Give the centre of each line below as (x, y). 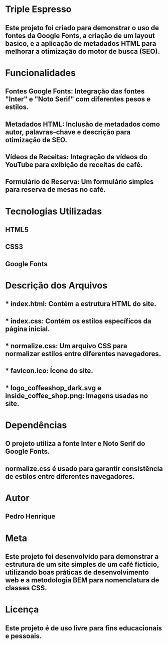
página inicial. (28, 329)
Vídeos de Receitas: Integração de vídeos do (76, 157)
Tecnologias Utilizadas (54, 211)
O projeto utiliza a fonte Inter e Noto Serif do (75, 444)
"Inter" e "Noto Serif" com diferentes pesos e (78, 99)
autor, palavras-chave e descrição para (68, 132)
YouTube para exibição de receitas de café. (74, 165)
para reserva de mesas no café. (56, 190)
